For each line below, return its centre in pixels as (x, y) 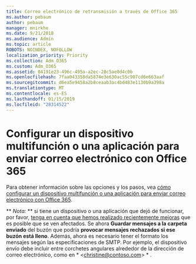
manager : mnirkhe (27, 28)
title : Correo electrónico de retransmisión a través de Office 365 (92, 11)
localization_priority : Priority (47, 55)
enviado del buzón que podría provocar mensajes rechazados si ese (91, 230)
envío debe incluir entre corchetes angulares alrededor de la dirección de (95, 249)
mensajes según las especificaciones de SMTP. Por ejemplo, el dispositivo (97, 242)
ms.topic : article (29, 45)
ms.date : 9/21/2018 (30, 34)
